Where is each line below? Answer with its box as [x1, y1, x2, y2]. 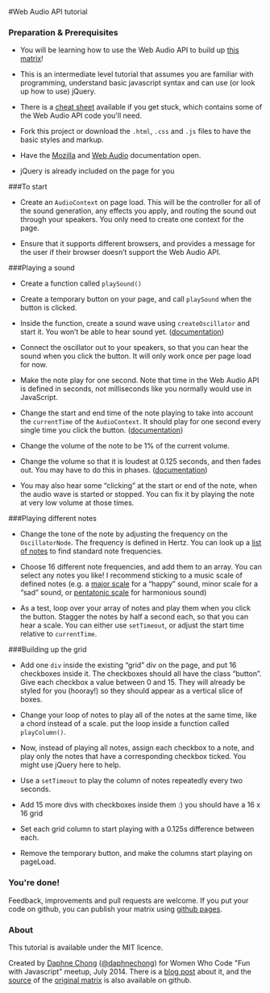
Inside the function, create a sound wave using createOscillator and [19, 319, 250, 328]
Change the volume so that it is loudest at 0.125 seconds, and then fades [19, 457, 262, 466]
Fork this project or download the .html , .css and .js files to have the [19, 127, 251, 136]
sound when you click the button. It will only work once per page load [19, 351, 251, 361]
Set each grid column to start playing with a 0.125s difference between [19, 824, 255, 834]
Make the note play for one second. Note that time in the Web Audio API [19, 375, 260, 386]
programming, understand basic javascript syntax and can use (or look [19, 78, 255, 88]
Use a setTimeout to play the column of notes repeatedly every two [19, 776, 243, 786]
